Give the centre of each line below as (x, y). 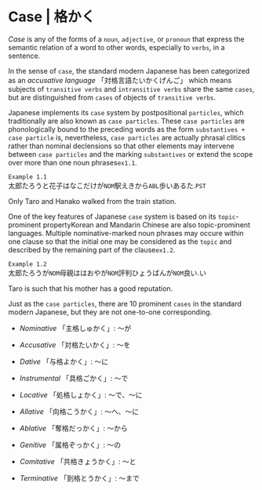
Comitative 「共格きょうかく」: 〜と (78, 461)
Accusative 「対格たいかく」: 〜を (75, 345)
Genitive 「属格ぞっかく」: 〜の (70, 445)
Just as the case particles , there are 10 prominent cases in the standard (125, 303)
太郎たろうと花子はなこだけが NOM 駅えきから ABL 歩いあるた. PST (107, 185)
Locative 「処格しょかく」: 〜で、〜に (81, 394)
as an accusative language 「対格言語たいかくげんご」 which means (120, 80)
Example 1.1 (27, 177)
